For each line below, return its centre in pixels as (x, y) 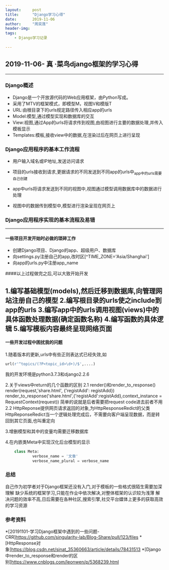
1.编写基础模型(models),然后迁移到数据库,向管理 (80, 291)
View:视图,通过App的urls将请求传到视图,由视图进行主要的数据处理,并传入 (88, 122)
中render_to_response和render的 (39, 556)
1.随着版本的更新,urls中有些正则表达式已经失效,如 (56, 355)
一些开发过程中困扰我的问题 (34, 343)
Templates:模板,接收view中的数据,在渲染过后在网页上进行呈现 (76, 135)
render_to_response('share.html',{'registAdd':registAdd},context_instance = (84, 396)
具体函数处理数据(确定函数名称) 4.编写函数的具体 (81, 319)
